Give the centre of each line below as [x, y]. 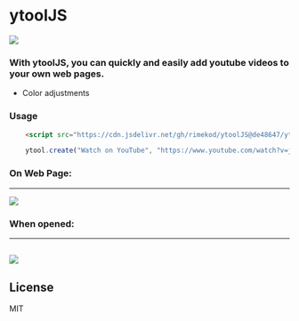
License [32, 287]
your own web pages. [57, 74]
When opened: [42, 223]
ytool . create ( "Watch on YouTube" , [89, 151]
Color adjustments [56, 93]
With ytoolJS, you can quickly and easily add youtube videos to [149, 62]
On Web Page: [41, 173]
